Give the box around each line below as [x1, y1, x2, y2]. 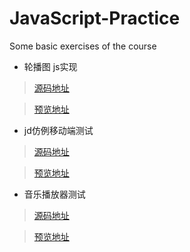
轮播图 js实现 [23, 60, 78, 72]
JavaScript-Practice [9, 7, 181, 30]
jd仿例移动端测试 [23, 124, 94, 136]
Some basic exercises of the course [9, 40, 157, 52]
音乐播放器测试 [23, 188, 86, 200]
